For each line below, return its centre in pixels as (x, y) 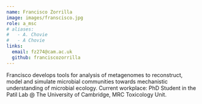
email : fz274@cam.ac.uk (42, 52)
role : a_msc (21, 23)
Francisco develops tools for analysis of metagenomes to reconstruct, (95, 75)
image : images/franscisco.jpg (45, 18)
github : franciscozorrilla (46, 58)
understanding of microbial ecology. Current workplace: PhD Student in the (101, 88)
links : (15, 46)
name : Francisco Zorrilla (39, 12)
